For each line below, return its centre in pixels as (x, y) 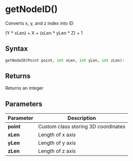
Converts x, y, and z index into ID (39, 23)
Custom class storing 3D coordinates (82, 127)
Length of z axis (57, 151)
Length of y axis (57, 143)
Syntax (17, 49)
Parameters (24, 104)
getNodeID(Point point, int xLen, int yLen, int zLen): (65, 60)
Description (82, 118)
